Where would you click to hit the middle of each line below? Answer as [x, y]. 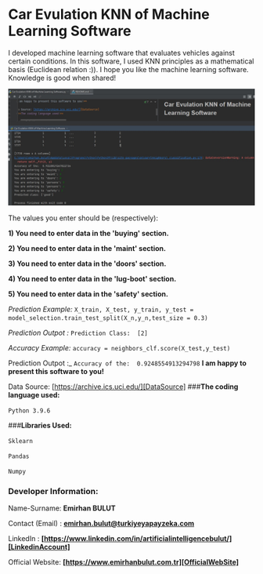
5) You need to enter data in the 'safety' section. [88, 294]
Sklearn [21, 441]
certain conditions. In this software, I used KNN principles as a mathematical [131, 61]
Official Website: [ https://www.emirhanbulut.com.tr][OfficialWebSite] [124, 562]
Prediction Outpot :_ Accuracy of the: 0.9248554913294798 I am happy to [127, 363]
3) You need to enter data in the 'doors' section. [87, 263]
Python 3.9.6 [29, 411]
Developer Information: [53, 491]
